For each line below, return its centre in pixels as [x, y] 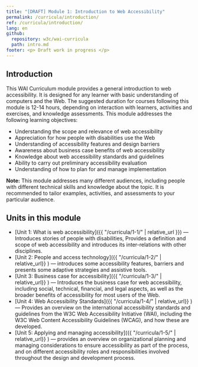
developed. [28, 327]
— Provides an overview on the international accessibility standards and [103, 308]
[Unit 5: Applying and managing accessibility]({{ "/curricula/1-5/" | [95, 333]
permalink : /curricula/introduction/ [53, 17]
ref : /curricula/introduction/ [45, 22]
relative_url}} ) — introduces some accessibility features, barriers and [99, 263]
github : [16, 34]
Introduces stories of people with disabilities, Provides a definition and [100, 239]
